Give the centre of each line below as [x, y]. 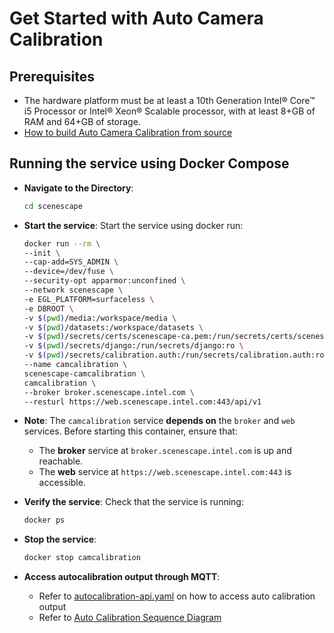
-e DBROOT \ [48, 308]
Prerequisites [52, 76]
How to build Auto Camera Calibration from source [128, 132]
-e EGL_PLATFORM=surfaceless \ [89, 299]
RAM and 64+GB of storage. [82, 121]
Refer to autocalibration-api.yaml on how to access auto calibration [177, 596]
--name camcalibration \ [75, 365]
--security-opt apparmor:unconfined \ [104, 281]
